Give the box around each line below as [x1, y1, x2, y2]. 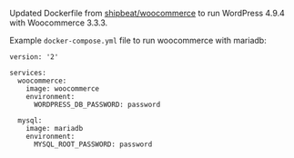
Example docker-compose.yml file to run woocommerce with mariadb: [9, 35, 267, 45]
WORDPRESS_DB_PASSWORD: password [33, 100, 161, 109]
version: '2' [9, 53, 59, 62]
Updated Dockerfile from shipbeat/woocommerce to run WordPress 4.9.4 [9, 8, 285, 18]
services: [9, 68, 47, 77]
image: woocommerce [25, 84, 100, 94]
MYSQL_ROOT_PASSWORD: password [33, 140, 153, 149]
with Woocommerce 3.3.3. [9, 17, 108, 28]
